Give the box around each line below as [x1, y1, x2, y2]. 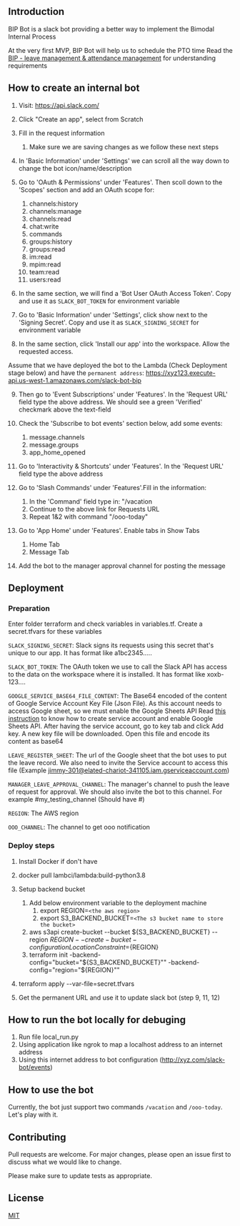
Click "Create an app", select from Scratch [18, 114, 144, 124]
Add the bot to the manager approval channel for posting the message [18, 561, 226, 570]
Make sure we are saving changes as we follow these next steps [29, 142, 219, 151]
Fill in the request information [18, 129, 105, 137]
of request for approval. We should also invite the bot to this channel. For [8, 787, 223, 796]
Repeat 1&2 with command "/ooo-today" [29, 512, 149, 521]
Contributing [8, 1131, 66, 1143]
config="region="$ [29, 965, 85, 974]
